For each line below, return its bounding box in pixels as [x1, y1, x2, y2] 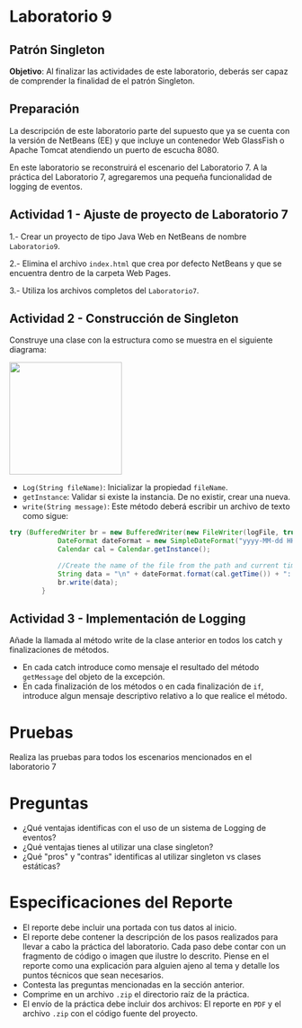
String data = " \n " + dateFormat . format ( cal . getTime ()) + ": [57, 569, 292, 578]
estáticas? [22, 861, 61, 872]
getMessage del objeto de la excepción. [22, 672, 165, 683]
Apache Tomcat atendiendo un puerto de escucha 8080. [9, 144, 219, 155]
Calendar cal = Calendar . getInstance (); [57, 545, 211, 554]
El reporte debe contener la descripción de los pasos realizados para [22, 932, 279, 943]
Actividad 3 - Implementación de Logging [9, 611, 246, 626]
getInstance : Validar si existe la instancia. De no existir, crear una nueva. [22, 492, 290, 503]
